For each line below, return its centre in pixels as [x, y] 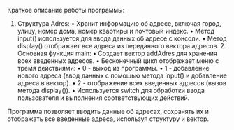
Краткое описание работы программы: [66, 10]
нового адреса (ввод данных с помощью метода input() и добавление [122, 75]
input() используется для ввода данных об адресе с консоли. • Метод [122, 38]
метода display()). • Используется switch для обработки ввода [111, 91]
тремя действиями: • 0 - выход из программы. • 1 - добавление [113, 68]
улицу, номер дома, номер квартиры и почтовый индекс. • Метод [116, 31]
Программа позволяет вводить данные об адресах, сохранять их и [108, 111]
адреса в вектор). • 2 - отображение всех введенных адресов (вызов [122, 83]
